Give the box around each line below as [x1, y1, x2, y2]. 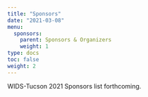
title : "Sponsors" [7, 10, 61, 18]
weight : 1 [20, 43, 49, 50]
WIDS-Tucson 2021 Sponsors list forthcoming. [7, 82, 142, 90]
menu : [7, 23, 23, 30]
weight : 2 [7, 63, 37, 70]
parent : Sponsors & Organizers [20, 37, 112, 44]
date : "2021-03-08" [7, 17, 65, 24]
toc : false [7, 56, 39, 63]
